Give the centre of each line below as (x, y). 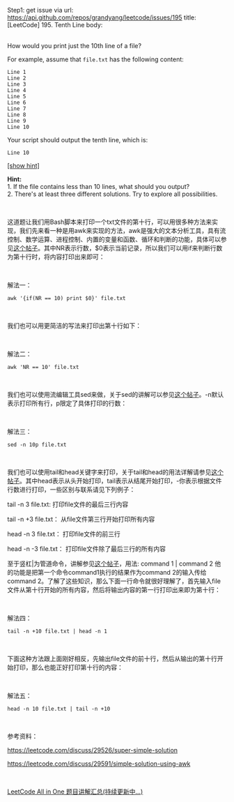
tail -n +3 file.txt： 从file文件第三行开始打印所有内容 (81, 519)
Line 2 (17, 78)
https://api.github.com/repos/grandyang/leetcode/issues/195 (95, 17)
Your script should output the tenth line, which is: (78, 140)
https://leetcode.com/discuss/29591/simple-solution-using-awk (99, 764)
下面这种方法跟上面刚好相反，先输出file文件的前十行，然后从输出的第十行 (112, 659)
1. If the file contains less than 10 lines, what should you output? (99, 187)
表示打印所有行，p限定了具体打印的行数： (67, 403)
